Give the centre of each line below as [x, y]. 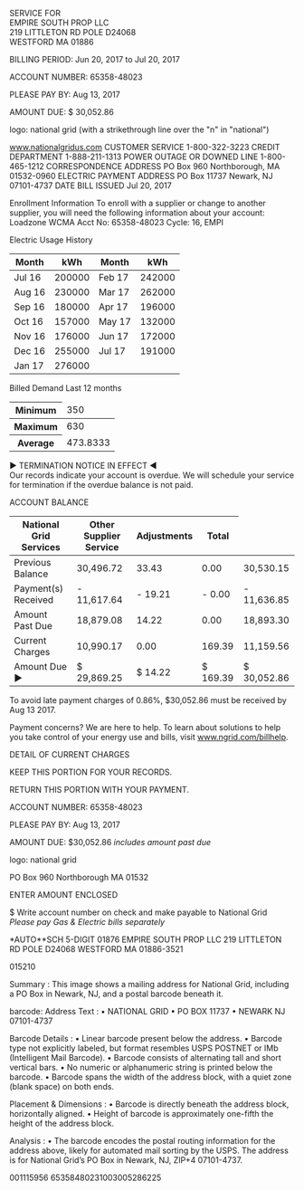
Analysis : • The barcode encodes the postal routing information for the [142, 1141]
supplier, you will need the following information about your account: [137, 213]
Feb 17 [114, 277]
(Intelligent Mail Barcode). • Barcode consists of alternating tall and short [146, 1057]
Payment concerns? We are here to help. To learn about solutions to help [145, 727]
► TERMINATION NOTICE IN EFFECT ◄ [83, 466]
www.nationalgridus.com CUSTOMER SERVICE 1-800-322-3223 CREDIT [145, 147]
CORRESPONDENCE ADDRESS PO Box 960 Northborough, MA [163, 166]
